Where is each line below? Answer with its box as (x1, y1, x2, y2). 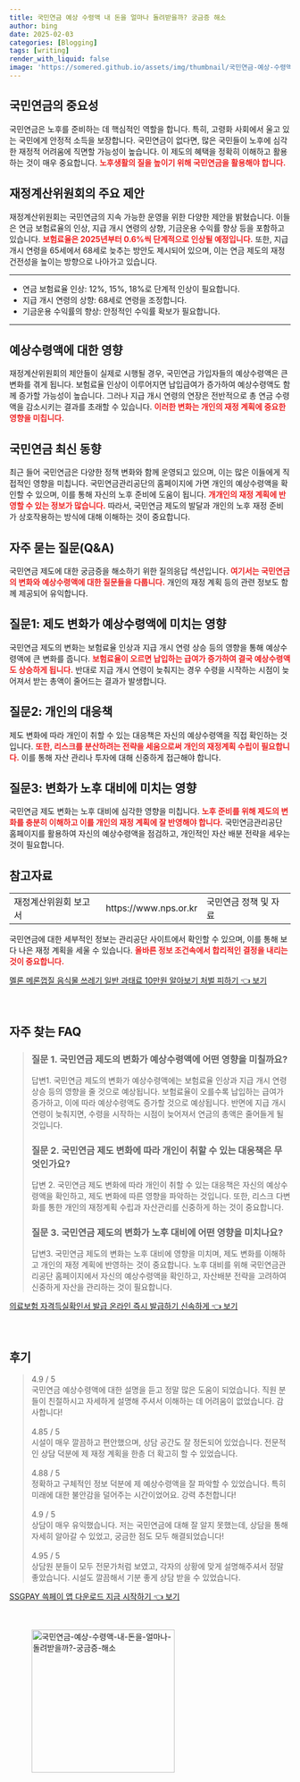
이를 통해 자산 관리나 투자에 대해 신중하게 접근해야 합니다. (21, 752, 221, 762)
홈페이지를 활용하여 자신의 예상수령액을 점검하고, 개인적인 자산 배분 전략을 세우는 (9, 828, 291, 839)
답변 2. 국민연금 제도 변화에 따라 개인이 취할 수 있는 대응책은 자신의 (30, 1180, 265, 1190)
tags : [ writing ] (9, 46, 70, 55)
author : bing (9, 21, 58, 30)
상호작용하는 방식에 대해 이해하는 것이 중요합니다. (18, 511, 190, 523)
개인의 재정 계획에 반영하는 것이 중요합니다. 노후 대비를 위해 (40, 1259, 248, 1270)
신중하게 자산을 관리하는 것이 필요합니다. (30, 1282, 172, 1292)
